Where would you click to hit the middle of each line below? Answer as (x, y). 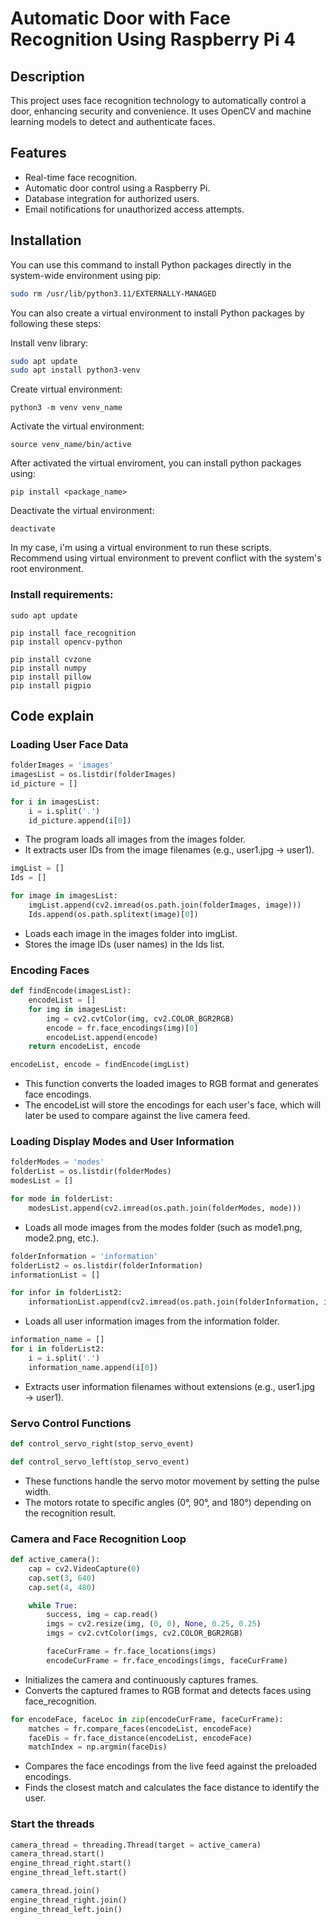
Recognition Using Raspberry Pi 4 (153, 39)
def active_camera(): (55, 1560)
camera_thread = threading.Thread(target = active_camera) (136, 1845)
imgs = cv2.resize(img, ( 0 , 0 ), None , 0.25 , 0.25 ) (154, 1624)
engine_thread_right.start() (71, 1863)
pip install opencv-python (66, 642)
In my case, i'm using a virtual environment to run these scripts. (141, 548)
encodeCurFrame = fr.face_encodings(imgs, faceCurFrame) (167, 1660)
